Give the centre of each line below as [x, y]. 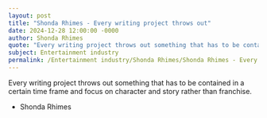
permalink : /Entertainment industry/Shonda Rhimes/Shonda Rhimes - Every [133, 61]
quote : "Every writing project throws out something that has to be [124, 45]
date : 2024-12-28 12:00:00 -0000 [64, 30]
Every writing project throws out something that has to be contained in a [126, 83]
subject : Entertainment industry [64, 53]
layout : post [30, 16]
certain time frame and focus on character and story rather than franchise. [130, 91]
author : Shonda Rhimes [46, 38]
